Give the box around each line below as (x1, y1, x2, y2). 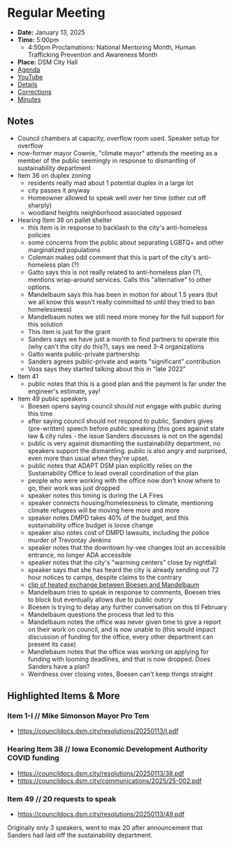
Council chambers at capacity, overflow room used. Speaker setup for (17, 134, 220, 142)
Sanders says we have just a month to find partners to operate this (27, 335, 220, 343)
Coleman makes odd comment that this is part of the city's (27, 253, 197, 261)
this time (27, 409, 53, 417)
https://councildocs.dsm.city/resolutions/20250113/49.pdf (17, 810, 185, 819)
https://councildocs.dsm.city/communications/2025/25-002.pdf (17, 776, 203, 785)
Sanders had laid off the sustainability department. (7, 831, 153, 840)
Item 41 (17, 372, 39, 380)
